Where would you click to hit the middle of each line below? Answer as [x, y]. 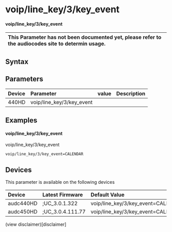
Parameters [24, 79]
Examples [21, 120]
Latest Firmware [63, 195]
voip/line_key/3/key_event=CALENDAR [44, 154]
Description [131, 93]
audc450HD [23, 212]
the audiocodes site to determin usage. [57, 44]
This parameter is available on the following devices [60, 182]
